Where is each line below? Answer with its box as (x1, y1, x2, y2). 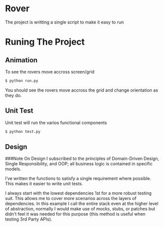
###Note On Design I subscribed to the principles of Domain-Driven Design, (5, 155, 160, 162)
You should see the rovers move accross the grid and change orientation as (5, 87, 159, 93)
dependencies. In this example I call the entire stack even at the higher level (5, 201, 159, 206)
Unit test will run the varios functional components (5, 120, 107, 126)
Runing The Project (5, 36, 85, 48)
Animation (5, 56, 38, 64)
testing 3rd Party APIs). (5, 216, 53, 222)
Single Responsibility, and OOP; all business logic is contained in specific (5, 161, 153, 167)
